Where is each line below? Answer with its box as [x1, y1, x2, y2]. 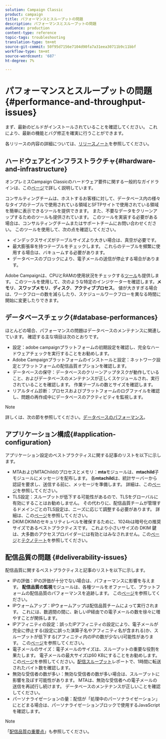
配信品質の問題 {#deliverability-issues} [5, 553, 128, 562]
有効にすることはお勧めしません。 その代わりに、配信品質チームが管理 [12, 500, 157, 506]
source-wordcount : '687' [5, 53, 56, 59]
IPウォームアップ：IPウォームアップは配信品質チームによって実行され [12, 603, 155, 609]
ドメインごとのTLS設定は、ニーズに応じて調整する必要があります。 [16, 506, 155, 512]
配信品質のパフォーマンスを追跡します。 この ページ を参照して [29, 590, 156, 596]
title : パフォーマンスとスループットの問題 [5, 16, 83, 21]
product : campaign [5, 12, 43, 17]
